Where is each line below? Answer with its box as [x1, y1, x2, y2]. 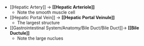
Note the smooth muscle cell [17, 9, 75, 15]
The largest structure [17, 20, 60, 25]
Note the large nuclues [17, 35, 63, 41]
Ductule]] [9, 30, 30, 36]
